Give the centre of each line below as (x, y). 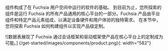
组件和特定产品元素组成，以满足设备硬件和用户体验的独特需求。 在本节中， (83, 20)
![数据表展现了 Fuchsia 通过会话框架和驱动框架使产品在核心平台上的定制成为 (84, 37)
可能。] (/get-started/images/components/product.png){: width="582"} (78, 43)
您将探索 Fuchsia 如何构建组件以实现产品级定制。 (56, 26)
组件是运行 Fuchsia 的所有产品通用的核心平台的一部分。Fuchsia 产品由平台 (82, 13)
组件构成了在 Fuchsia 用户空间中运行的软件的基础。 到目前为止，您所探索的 (83, 7)
